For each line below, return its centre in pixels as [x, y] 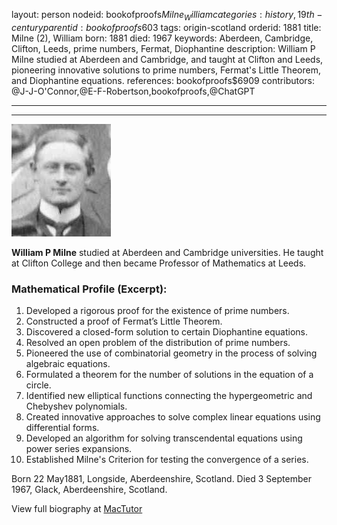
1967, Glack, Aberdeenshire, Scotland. [89, 490]
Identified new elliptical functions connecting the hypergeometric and [169, 396]
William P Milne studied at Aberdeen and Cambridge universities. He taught [167, 252]
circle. [38, 385]
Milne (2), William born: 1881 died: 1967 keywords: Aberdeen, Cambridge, [162, 38]
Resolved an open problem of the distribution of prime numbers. [158, 343]
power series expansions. [79, 449]
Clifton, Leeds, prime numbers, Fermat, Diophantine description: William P [163, 48]
